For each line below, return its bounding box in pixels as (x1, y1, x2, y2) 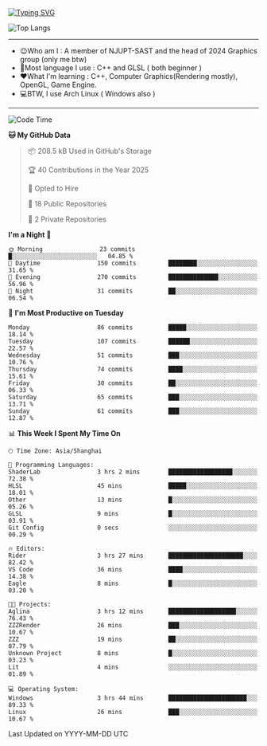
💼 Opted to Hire (27, 183, 79, 193)
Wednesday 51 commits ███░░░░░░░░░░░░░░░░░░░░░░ (8, 351, 258, 359)
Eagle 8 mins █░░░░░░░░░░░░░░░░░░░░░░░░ (8, 579, 258, 587)
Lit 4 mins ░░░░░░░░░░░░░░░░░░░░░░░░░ (8, 663, 258, 671)
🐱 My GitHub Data (8, 131, 72, 139)
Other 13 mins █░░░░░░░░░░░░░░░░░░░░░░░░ (8, 496, 258, 504)
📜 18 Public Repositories (27, 199, 107, 208)
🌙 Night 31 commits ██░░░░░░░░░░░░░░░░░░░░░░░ (8, 287, 258, 295)
